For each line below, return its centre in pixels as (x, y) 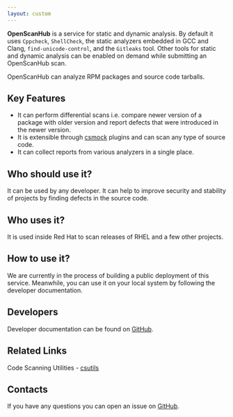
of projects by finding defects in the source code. (78, 198)
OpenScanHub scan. (37, 63)
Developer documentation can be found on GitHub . (80, 329)
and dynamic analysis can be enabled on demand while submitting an (107, 56)
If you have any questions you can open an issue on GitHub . (93, 406)
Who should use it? (50, 174)
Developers (33, 312)
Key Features (37, 99)
